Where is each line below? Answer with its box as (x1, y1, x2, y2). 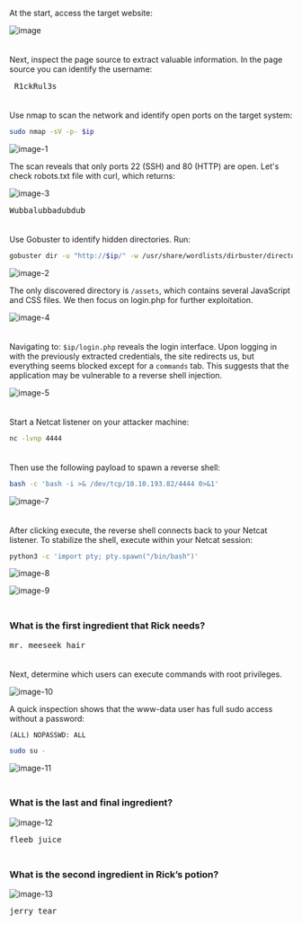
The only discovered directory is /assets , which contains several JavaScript (9, 285, 290, 296)
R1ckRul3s (13, 81, 58, 91)
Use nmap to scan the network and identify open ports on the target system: (9, 110, 293, 120)
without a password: (9, 713, 85, 724)
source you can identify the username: (9, 64, 153, 75)
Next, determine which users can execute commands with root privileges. (9, 669, 283, 680)
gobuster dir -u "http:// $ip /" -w (9, 251, 139, 260)
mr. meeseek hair (9, 640, 85, 650)
